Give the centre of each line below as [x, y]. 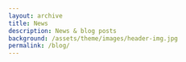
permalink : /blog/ [39, 46]
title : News [28, 23]
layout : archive [35, 16]
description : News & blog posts [62, 31]
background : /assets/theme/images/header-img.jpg [93, 38]
